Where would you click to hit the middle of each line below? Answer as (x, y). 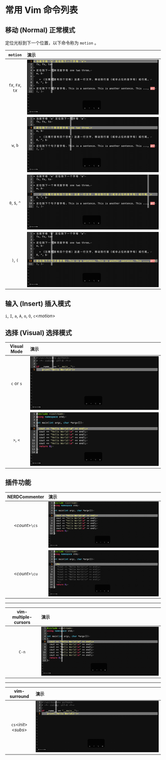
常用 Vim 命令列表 (41, 10)
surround (20, 696)
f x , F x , (15, 85)
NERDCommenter (26, 497)
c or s (17, 383)
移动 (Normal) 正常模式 (40, 30)
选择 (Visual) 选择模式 (39, 333)
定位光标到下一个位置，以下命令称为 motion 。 (52, 43)
